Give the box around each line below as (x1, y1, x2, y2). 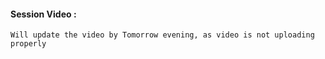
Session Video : (10, 8, 77, 20)
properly (10, 39, 47, 49)
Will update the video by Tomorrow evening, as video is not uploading (10, 30, 315, 40)
